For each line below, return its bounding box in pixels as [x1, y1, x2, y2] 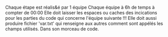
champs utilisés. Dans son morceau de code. [5, 26, 99, 32]
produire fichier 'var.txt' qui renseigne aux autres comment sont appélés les [5, 20, 163, 26]
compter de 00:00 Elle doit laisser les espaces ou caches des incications [5, 10, 157, 16]
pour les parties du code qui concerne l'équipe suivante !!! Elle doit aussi [5, 15, 157, 21]
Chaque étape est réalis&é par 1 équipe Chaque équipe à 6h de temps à [5, 5, 155, 10]
